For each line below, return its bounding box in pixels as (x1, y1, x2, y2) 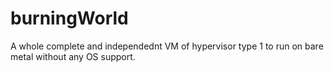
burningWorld (10, 7, 129, 30)
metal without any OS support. (10, 50, 136, 62)
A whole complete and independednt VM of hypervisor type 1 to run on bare (10, 40, 324, 52)
